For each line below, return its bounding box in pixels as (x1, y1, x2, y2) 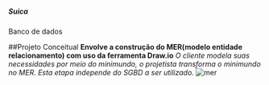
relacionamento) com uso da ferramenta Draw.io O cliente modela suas (8, 51, 250, 60)
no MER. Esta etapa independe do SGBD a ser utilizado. (8, 67, 195, 77)
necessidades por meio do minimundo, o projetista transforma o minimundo (8, 59, 262, 68)
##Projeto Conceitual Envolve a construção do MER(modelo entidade (8, 42, 243, 51)
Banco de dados (8, 26, 63, 36)
